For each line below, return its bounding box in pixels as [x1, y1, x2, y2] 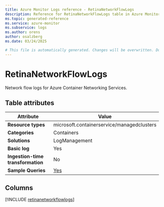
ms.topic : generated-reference [5, 16, 69, 21]
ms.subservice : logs [5, 25, 47, 30]
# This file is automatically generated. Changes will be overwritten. [5, 47, 154, 53]
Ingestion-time [7, 153, 44, 160]
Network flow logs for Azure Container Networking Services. [5, 85, 127, 91]
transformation [7, 159, 43, 166]
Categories [7, 130, 34, 136]
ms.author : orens [5, 30, 41, 35]
